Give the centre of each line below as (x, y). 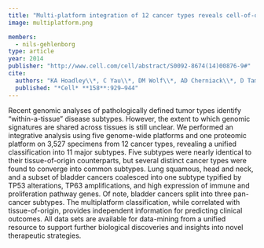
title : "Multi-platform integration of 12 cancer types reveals (115, 15)
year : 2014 (26, 59)
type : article (31, 52)
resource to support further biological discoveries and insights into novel (126, 227)
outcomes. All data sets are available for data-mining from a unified (117, 219)
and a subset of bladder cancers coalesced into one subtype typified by (125, 177)
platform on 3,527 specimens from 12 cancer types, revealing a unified (123, 144)
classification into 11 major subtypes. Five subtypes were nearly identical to (130, 152)
